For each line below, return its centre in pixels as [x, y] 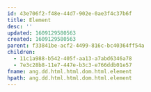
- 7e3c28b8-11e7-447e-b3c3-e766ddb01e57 [73, 65]
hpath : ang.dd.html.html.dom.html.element [70, 78]
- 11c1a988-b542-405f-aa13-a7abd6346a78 [73, 59]
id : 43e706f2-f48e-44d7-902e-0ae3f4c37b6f [70, 13]
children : [22, 53]
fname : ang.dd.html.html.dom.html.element [70, 71]
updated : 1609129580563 [42, 33]
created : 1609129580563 [42, 39]
